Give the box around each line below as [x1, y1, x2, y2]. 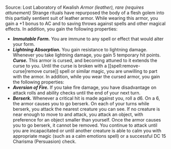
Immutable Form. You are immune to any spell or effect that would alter [12, 36, 164, 42]
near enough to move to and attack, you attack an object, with [12, 111, 143, 117]
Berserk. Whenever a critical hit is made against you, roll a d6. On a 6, [12, 95, 160, 101]
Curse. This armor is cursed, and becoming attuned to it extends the [12, 57, 157, 63]
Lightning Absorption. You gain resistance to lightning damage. [12, 47, 148, 52]
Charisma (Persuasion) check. [12, 138, 77, 144]
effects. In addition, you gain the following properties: [5, 26, 118, 32]
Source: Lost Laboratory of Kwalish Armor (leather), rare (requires [5, 5, 144, 10]
